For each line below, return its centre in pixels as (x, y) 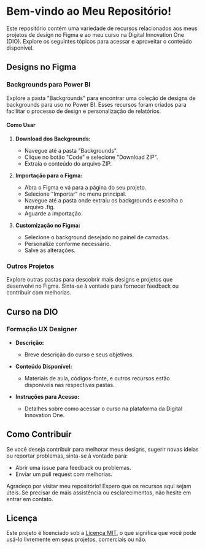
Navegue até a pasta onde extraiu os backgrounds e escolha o (103, 200)
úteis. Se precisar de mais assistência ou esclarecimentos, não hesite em (99, 493)
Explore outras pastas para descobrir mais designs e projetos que (90, 280)
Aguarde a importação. (53, 213)
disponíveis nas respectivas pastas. (69, 385)
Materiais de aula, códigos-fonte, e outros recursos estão (97, 378)
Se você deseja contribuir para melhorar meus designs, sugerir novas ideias (102, 449)
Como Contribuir (39, 435)
